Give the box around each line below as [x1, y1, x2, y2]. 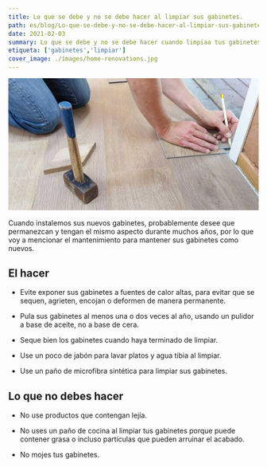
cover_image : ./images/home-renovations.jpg [8, 55, 158, 63]
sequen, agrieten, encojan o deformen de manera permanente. [19, 296, 226, 306]
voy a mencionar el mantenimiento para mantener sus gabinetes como [8, 235, 239, 245]
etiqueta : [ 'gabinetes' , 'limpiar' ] [8, 46, 126, 55]
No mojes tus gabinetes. [19, 450, 100, 460]
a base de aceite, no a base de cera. [19, 320, 139, 330]
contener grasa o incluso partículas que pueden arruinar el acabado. [19, 434, 245, 444]
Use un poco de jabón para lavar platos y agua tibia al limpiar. [19, 351, 222, 360]
